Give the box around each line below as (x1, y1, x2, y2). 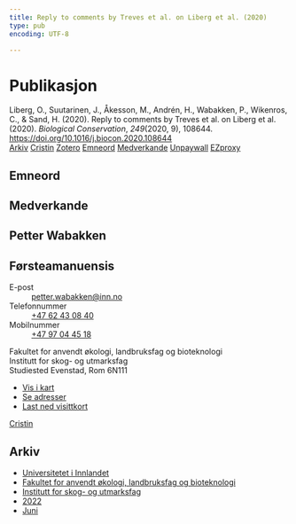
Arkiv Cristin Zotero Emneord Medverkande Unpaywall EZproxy (9, 143, 241, 153)
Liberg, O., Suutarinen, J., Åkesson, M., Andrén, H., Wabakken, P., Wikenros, (9, 105, 288, 115)
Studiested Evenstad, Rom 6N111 (9, 365, 129, 376)
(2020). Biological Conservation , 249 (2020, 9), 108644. (9, 123, 214, 134)
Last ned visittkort (21, 401, 89, 412)
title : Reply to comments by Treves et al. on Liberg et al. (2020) (9, 12, 268, 22)
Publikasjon (9, 75, 97, 96)
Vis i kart (21, 382, 55, 393)
